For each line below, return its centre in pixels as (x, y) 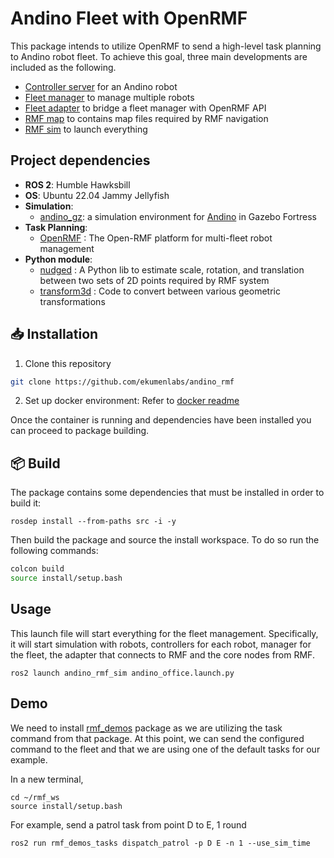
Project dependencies (80, 160)
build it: (26, 503)
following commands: (54, 551)
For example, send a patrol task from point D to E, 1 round (128, 824)
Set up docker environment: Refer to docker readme (132, 401)
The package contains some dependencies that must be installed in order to (167, 493)
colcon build (37, 569)
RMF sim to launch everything (86, 129)
